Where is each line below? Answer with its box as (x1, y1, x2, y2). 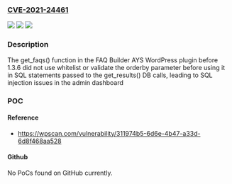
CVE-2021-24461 (7, 5, 69, 15)
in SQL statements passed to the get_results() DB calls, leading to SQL (7, 71, 213, 79)
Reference (7, 113, 39, 122)
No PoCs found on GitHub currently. (7, 168, 113, 177)
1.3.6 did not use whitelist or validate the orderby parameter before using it (7, 63, 226, 71)
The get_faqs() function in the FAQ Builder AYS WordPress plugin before (7, 55, 219, 64)
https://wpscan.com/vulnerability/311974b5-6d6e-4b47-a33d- (17, 129, 201, 137)
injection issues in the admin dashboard (7, 78, 124, 86)
